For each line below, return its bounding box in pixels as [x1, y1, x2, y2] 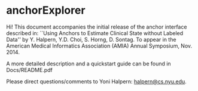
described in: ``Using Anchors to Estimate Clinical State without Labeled [6, 29, 184, 36]
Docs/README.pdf [6, 66, 53, 73]
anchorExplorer [6, 4, 86, 17]
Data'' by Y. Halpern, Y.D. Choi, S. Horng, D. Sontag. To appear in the [6, 36, 176, 43]
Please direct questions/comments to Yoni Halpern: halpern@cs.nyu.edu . [6, 78, 187, 85]
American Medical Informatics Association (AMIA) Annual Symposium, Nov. [6, 42, 193, 49]
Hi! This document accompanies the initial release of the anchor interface [6, 23, 187, 30]
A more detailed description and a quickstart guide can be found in [6, 60, 172, 67]
